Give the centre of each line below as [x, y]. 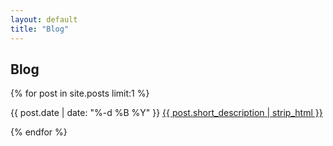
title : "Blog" [40, 29]
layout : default [44, 19]
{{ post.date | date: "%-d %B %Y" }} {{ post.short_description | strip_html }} [166, 113]
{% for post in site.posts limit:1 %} [80, 93]
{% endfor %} [39, 132]
